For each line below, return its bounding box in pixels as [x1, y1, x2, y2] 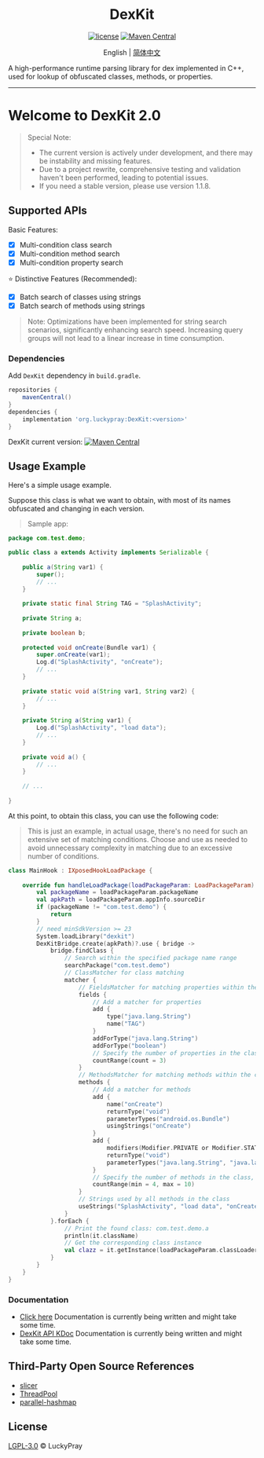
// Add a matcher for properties [92, 998, 202, 1006]
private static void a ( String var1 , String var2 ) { [22, 687, 195, 695]
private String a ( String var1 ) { [22, 716, 132, 724]
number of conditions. [27, 851, 100, 861]
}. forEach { [49, 1217, 90, 1225]
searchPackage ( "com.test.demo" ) [64, 962, 170, 969]
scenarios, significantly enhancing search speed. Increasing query [27, 325, 244, 335]
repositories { [8, 386, 58, 394]
